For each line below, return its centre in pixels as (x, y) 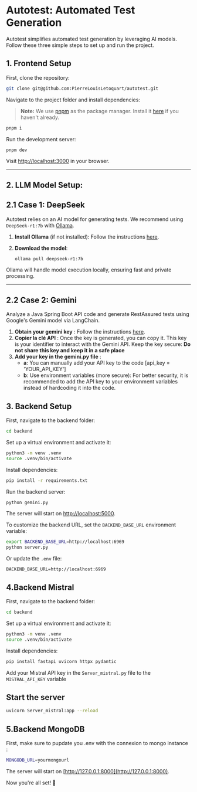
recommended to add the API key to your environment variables (100, 382)
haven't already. (40, 117)
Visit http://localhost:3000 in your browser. (58, 161)
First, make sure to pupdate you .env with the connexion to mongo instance (97, 743)
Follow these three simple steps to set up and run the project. (80, 45)
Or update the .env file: (34, 559)
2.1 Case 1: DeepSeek (45, 205)
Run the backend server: (36, 492)
